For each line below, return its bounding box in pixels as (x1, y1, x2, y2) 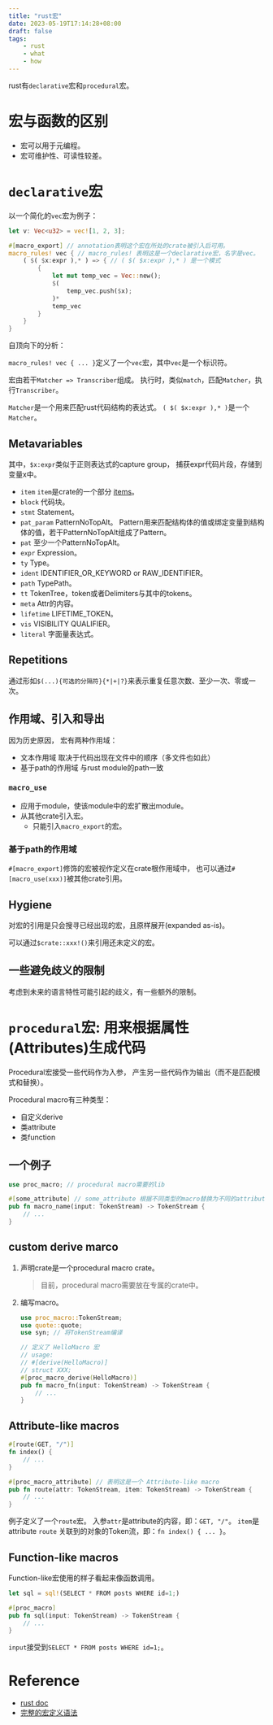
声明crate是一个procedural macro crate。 (19, 1262, 160, 1273)
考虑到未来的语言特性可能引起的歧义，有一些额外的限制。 (8, 987, 201, 996)
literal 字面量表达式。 (19, 629, 98, 638)
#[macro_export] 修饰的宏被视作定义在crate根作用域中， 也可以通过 (8, 864, 232, 873)
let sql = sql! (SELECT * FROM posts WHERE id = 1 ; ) (8, 1589, 180, 1597)
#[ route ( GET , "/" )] (8, 1440, 75, 1448)
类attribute (19, 1122, 57, 1131)
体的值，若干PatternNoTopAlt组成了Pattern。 (19, 527, 171, 537)
